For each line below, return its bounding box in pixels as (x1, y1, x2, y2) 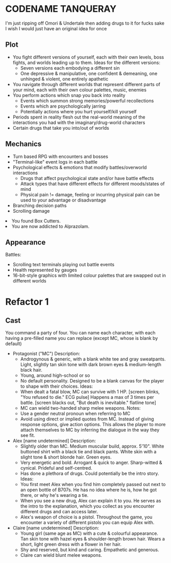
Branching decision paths (12, 202, 67, 208)
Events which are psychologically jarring (20, 103, 106, 109)
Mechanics (5, 139, 42, 149)
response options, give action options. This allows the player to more (20, 421, 166, 428)
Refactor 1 (5, 296, 49, 308)
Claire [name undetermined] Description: (12, 525, 99, 531)
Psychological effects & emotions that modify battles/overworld (12, 164, 147, 170)
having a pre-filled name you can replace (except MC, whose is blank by (5, 335, 158, 341)
